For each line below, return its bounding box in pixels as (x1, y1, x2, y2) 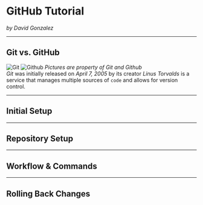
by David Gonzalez (6, 24, 54, 31)
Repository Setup (6, 133, 74, 143)
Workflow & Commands (6, 161, 98, 171)
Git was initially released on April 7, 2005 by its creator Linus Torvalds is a (6, 70, 190, 77)
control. (6, 83, 26, 90)
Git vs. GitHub (6, 47, 60, 58)
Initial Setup (6, 106, 53, 116)
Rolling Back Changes (6, 189, 91, 199)
